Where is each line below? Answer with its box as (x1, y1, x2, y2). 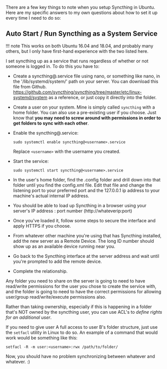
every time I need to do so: (6, 15, 61, 21)
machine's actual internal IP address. (13, 193, 90, 199)
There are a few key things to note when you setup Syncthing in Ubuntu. (6, 5, 155, 10)
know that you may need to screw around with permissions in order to (13, 115, 161, 121)
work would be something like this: (6, 334, 78, 341)
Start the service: (13, 158, 49, 164)
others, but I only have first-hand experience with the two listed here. (6, 48, 149, 54)
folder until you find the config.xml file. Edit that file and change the (13, 182, 152, 188)
